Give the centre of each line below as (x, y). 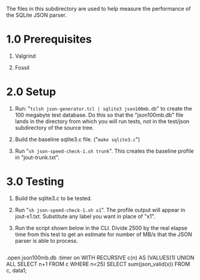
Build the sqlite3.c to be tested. (53, 198)
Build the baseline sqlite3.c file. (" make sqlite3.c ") (77, 139)
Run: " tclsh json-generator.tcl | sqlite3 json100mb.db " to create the (103, 108)
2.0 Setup (31, 92)
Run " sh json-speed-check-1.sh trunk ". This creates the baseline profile (104, 151)
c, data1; (17, 270)
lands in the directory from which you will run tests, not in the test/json (102, 121)
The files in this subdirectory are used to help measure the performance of (98, 9)
